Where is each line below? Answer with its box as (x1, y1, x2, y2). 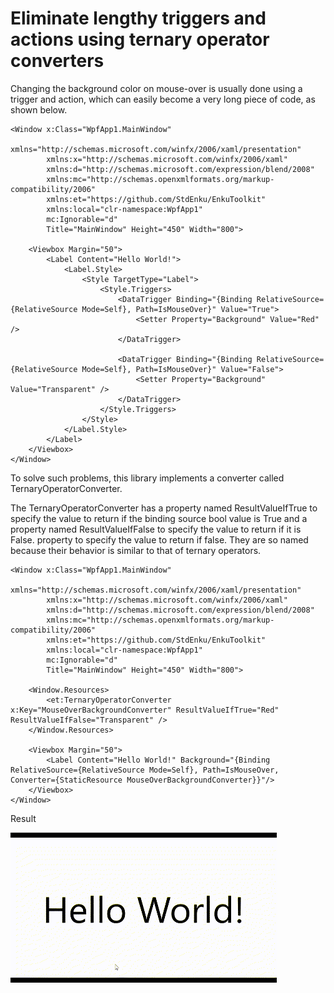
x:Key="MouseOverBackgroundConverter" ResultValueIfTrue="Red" (10, 705, 280, 715)
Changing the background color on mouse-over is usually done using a (10, 82, 303, 94)
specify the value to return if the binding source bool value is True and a (10, 512, 308, 524)
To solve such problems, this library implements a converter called (10, 472, 285, 484)
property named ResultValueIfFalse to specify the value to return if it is (10, 523, 302, 535)
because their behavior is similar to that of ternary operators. (10, 544, 262, 556)
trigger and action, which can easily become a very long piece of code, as (10, 93, 316, 105)
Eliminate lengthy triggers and (10, 7, 267, 30)
